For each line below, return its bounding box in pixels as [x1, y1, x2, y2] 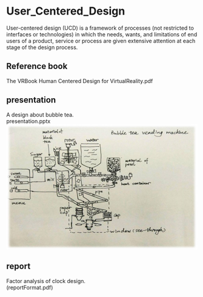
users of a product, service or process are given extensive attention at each [6, 37, 196, 44]
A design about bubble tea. [6, 111, 74, 118]
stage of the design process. [6, 44, 78, 51]
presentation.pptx [6, 117, 51, 125]
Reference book [6, 61, 68, 72]
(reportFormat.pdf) [6, 284, 53, 291]
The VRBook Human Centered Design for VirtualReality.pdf [6, 77, 153, 84]
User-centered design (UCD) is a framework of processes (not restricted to [6, 24, 194, 32]
